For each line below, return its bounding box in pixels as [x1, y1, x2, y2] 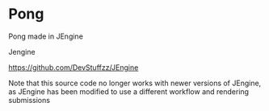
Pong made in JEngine [8, 31, 83, 41]
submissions [8, 95, 51, 105]
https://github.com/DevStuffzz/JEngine [8, 62, 139, 72]
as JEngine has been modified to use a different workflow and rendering [8, 86, 249, 97]
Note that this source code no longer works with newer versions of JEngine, [8, 78, 262, 88]
